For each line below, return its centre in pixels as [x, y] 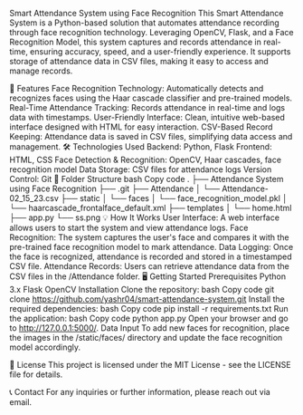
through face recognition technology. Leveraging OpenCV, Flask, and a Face [151, 32]
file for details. [36, 374]
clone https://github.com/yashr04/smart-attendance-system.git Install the [147, 299]
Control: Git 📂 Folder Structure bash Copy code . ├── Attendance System [147, 179]
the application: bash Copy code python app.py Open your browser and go [149, 318]
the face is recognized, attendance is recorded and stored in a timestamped [151, 256]
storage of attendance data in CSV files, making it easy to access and [139, 61]
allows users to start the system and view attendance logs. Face [129, 227]
